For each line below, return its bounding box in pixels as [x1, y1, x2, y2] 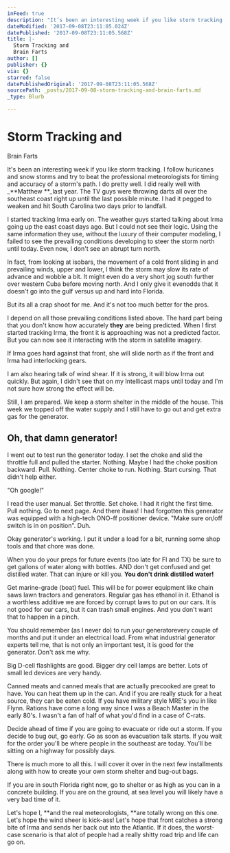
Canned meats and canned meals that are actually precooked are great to [7, 681, 216, 690]
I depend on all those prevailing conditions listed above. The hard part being [7, 314, 222, 322]
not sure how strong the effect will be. [7, 384, 115, 393]
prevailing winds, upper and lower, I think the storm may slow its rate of [7, 265, 209, 273]
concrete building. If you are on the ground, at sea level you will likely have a [7, 788, 223, 796]
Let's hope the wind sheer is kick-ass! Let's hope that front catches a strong [7, 816, 223, 824]
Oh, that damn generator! [7, 432, 118, 444]
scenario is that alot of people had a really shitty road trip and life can [22, 830, 219, 839]
